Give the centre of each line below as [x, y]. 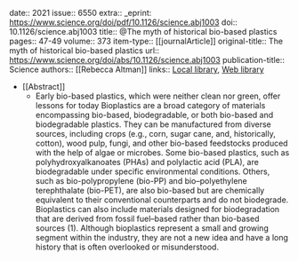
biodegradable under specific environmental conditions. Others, [153, 171]
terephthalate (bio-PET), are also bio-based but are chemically [150, 190]
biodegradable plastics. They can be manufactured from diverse [153, 124]
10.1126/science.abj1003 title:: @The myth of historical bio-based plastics [143, 32]
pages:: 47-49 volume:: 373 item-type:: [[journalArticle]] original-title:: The [146, 41]
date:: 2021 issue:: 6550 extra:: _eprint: [81, 13]
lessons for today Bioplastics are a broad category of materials [150, 105]
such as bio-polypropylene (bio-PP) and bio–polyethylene [141, 181]
